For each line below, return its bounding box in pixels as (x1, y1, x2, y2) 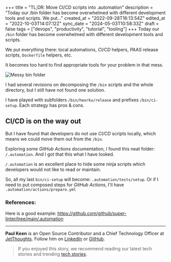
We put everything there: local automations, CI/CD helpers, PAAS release (5, 47, 159, 52)
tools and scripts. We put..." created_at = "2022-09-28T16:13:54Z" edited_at (5, 15, 165, 21)
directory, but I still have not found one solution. (5, 87, 105, 93)
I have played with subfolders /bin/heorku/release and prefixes (5, 97, 139, 103)
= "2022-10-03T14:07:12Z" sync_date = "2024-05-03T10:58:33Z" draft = (5, 20, 159, 26)
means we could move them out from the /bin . (5, 136, 103, 142)
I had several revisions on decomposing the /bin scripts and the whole (5, 81, 154, 88)
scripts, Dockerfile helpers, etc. (5, 52, 72, 58)
